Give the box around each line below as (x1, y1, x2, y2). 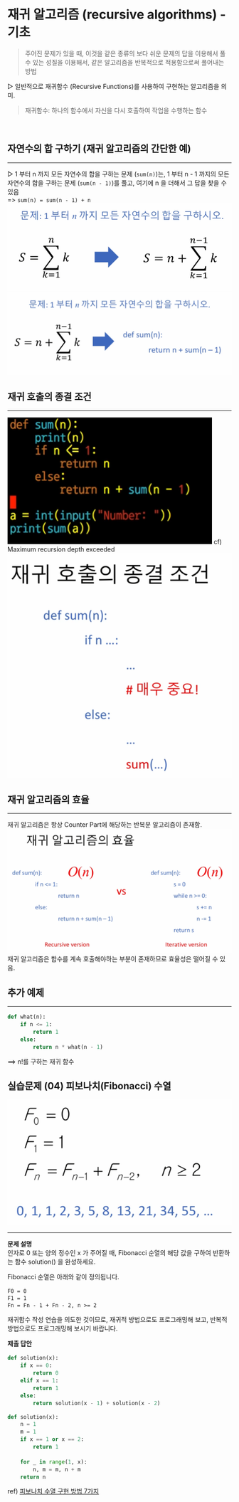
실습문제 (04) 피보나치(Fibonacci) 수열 (7, 1079, 171, 1092)
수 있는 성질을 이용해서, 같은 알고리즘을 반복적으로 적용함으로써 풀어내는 (24, 58, 225, 66)
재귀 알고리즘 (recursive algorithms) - (7, 6, 226, 23)
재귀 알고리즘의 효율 (7, 793, 90, 805)
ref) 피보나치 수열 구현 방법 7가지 (7, 1487, 100, 1496)
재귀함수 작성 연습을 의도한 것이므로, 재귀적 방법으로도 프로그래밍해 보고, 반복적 (7, 1316, 228, 1324)
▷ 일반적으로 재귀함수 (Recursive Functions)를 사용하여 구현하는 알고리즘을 (7, 82, 220, 90)
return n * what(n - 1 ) (33, 1043, 103, 1050)
